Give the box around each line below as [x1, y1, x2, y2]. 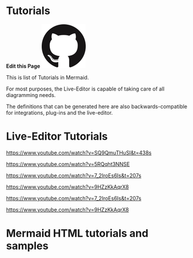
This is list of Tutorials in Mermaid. [6, 73, 89, 81]
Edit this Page [6, 62, 40, 69]
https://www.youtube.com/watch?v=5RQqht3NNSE [6, 160, 130, 167]
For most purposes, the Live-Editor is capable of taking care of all [6, 85, 165, 92]
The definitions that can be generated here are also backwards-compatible [6, 103, 188, 110]
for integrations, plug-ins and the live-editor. [6, 109, 113, 116]
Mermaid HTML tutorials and [6, 227, 148, 240]
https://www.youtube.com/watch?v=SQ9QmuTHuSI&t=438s [6, 149, 152, 156]
